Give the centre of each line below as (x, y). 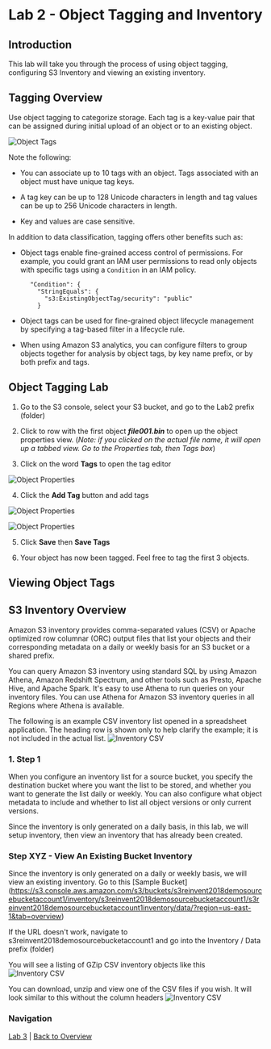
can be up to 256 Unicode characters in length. (98, 205)
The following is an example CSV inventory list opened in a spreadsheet (128, 721)
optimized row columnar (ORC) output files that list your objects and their (130, 638)
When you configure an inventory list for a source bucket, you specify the (131, 777)
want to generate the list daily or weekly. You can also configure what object (135, 794)
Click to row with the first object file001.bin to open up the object (129, 431)
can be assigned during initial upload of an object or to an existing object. (130, 126)
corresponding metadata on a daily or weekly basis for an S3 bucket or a (129, 646)
